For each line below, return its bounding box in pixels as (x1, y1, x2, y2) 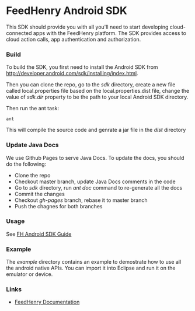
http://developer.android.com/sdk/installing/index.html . (6, 70, 138, 77)
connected (6, 29, 32, 36)
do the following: (6, 160, 47, 167)
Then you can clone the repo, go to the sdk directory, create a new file (6, 81, 176, 88)
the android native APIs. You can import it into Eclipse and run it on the (6, 264, 176, 272)
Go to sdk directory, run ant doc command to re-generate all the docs (14, 184, 183, 191)
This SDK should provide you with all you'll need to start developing (6, 23, 169, 30)
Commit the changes (14, 190, 65, 197)
